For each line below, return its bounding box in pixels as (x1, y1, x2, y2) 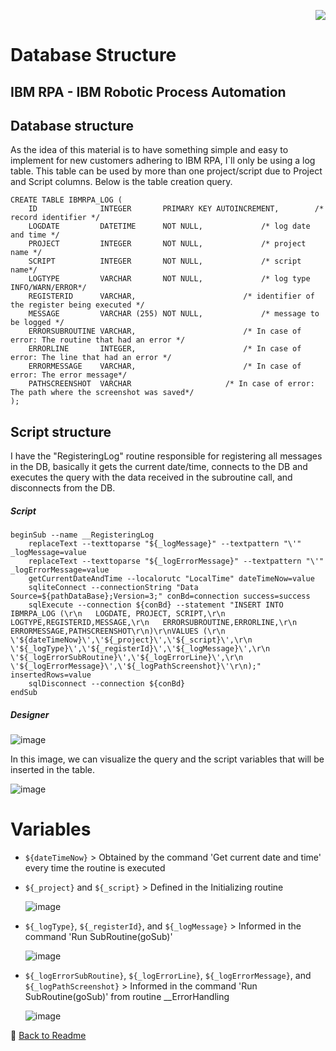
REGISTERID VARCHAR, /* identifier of (28, 291, 315, 302)
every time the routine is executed (24, 862, 166, 874)
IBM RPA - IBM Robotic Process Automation (10, 83, 287, 100)
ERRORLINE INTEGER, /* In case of (28, 344, 302, 354)
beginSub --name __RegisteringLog (10, 530, 155, 540)
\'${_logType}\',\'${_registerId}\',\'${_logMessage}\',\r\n (10, 644, 271, 654)
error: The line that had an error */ (10, 353, 172, 363)
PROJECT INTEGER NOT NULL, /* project (28, 239, 307, 249)
